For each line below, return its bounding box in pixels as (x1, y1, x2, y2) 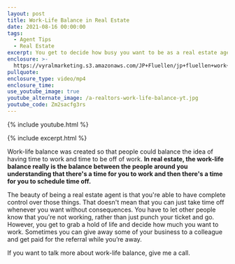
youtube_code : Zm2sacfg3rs (7, 101, 86, 108)
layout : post (7, 10, 45, 17)
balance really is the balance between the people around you (7, 162, 188, 170)
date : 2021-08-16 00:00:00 (7, 23, 86, 30)
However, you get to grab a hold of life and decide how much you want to (7, 220, 219, 228)
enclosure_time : (7, 82, 55, 89)
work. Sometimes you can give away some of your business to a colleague (7, 228, 222, 236)
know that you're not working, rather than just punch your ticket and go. (7, 212, 215, 221)
